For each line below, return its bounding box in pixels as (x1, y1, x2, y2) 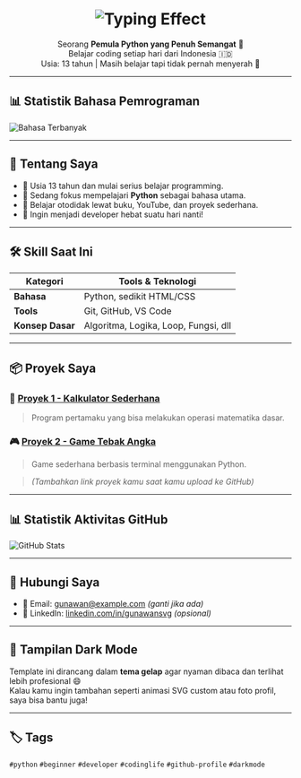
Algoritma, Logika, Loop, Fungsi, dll (83, 319, 231, 332)
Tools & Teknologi (118, 275, 197, 288)
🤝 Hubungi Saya (9, 575, 100, 590)
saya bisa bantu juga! (9, 695, 88, 705)
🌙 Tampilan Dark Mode (9, 642, 139, 658)
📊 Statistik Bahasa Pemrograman (9, 94, 200, 109)
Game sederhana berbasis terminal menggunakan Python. (30, 459, 247, 470)
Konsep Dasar (13, 319, 76, 332)
